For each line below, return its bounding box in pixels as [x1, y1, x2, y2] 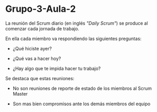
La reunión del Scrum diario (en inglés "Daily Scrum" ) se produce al [5, 20, 148, 26]
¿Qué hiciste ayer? [12, 45, 52, 51]
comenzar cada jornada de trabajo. [5, 25, 79, 31]
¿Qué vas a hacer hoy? [12, 55, 61, 62]
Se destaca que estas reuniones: [5, 75, 75, 81]
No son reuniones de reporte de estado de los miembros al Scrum [12, 85, 152, 91]
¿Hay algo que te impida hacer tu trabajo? [12, 65, 101, 71]
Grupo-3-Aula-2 [5, 3, 76, 15]
